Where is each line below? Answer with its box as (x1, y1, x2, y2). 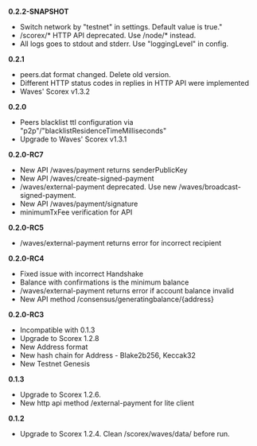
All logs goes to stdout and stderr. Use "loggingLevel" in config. (19, 39, 229, 48)
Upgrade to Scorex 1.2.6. (19, 390, 101, 399)
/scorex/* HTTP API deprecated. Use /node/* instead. (19, 31, 197, 40)
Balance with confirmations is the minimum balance (19, 277, 189, 287)
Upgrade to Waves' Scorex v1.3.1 (19, 134, 127, 144)
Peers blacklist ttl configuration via (19, 118, 134, 126)
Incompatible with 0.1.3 (19, 325, 95, 335)
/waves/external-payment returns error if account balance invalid (19, 286, 235, 295)
